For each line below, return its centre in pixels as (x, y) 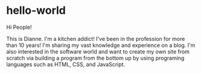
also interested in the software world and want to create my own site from (98, 51)
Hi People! (19, 27)
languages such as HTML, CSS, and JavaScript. (66, 64)
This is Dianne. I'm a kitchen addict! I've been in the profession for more (96, 39)
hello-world (36, 11)
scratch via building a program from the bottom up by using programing (95, 58)
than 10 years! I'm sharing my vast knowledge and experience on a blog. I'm (101, 45)
